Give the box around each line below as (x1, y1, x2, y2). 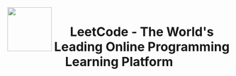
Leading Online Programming (54, 39, 230, 55)
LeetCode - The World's (69, 24, 214, 40)
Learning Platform (64, 54, 174, 70)
